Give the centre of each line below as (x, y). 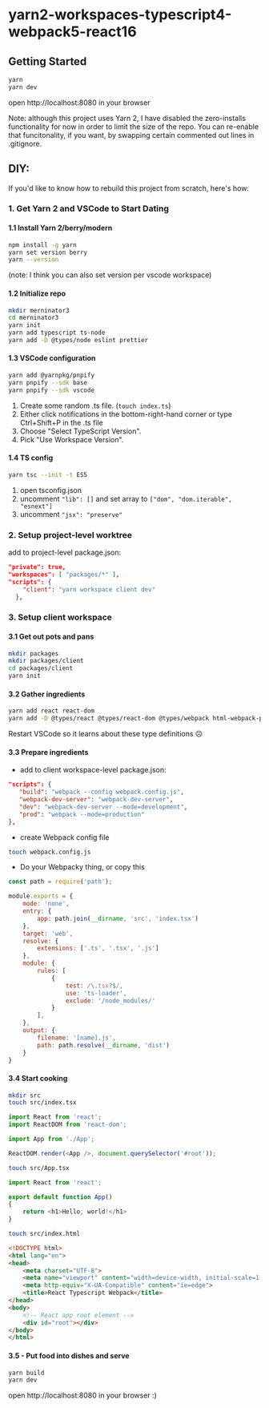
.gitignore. (25, 143)
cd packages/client (41, 668)
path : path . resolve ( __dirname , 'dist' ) (104, 1045)
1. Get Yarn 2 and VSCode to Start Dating (89, 208)
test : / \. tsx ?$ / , (94, 986)
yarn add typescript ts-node (57, 333)
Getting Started (48, 61)
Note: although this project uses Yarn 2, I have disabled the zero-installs (127, 118)
